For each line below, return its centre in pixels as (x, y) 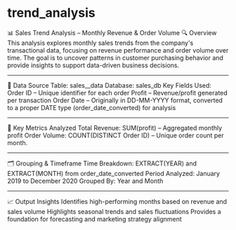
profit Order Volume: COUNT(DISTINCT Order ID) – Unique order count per (116, 135)
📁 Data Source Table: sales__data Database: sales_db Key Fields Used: (110, 85)
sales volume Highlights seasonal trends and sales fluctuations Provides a (114, 211)
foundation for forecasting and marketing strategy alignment (95, 219)
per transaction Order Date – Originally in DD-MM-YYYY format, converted (115, 100)
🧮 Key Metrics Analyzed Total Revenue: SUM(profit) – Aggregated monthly (115, 128)
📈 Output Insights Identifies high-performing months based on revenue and (117, 201)
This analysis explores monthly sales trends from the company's (100, 43)
